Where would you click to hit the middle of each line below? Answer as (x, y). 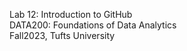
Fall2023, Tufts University (62, 35)
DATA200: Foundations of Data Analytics (93, 25)
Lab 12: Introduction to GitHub (71, 14)
